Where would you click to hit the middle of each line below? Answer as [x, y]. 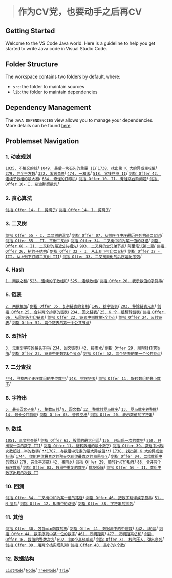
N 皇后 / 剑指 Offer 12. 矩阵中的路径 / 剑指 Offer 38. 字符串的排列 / [70, 503]
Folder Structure [32, 65]
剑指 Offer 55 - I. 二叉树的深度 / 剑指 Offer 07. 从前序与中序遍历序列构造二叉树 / [84, 235]
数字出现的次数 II [22, 473]
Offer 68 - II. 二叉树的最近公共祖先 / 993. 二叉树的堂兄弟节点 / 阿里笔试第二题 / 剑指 [85, 246]
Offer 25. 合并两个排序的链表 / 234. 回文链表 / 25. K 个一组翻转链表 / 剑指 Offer [88, 312]
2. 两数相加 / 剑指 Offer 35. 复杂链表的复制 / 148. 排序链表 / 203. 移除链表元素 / [81, 306]
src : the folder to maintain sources [49, 86]
